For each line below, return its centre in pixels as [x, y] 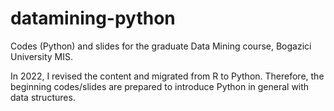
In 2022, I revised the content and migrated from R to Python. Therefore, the [167, 76]
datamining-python [93, 18]
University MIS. [41, 56]
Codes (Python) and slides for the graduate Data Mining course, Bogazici [161, 46]
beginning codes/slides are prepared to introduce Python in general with [160, 86]
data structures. [43, 97]
